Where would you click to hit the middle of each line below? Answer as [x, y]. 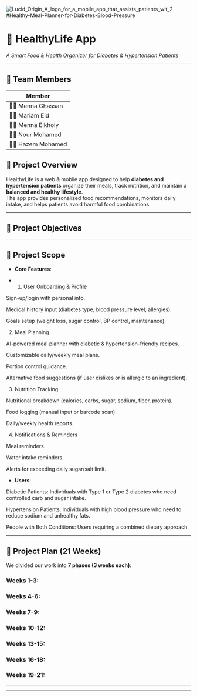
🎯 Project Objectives [44, 228]
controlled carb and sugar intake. [46, 498]
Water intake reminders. [35, 458]
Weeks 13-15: [26, 643]
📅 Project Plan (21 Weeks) [54, 551]
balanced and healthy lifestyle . [45, 192]
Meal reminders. [26, 446]
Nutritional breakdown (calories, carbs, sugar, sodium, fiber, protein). [89, 401]
